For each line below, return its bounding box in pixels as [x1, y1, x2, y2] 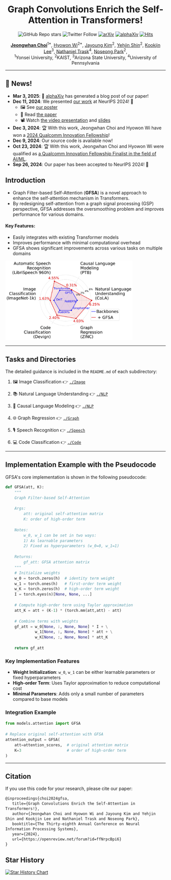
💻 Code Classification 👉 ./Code [12, 439, 81, 445]
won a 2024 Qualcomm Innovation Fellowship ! [12, 132, 110, 138]
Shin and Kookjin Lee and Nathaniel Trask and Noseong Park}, [5, 816, 140, 821]
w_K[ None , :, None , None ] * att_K [35, 635, 108, 640]
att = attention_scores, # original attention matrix [14, 742, 129, 748]
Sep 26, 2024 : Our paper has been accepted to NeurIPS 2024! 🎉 [12, 161, 149, 167]
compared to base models [12, 696, 68, 702]
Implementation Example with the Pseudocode [5, 461, 156, 469]
